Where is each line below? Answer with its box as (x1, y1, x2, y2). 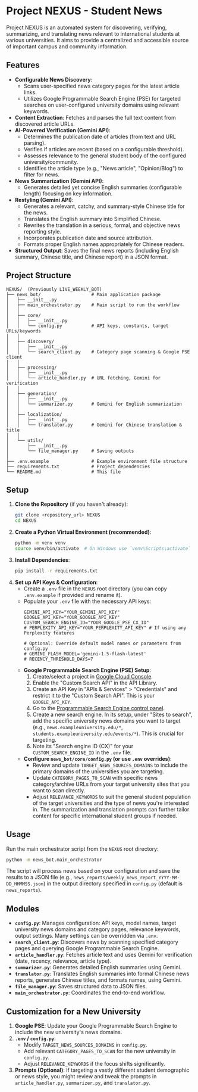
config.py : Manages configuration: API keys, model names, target (14, 919, 177, 927)
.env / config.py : (14, 1035, 56, 1042)
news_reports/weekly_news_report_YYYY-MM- (73, 875, 180, 881)
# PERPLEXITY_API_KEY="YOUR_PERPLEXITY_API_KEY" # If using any (23, 624, 187, 631)
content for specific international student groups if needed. (32, 812, 177, 819)
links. (23, 88, 37, 96)
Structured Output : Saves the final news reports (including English (14, 247, 179, 254)
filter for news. (23, 171, 60, 178)
